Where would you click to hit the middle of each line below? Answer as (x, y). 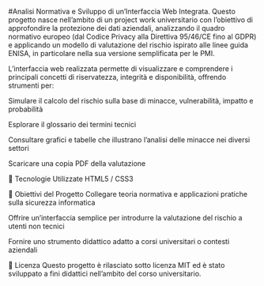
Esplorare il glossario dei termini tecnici (72, 124)
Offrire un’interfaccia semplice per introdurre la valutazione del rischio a (125, 218)
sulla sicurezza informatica (52, 202)
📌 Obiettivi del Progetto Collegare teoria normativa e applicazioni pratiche (128, 194)
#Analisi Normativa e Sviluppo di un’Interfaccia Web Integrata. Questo (122, 11)
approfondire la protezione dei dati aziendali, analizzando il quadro (117, 28)
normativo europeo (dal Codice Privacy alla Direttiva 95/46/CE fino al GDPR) (132, 36)
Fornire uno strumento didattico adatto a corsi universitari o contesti (119, 241)
